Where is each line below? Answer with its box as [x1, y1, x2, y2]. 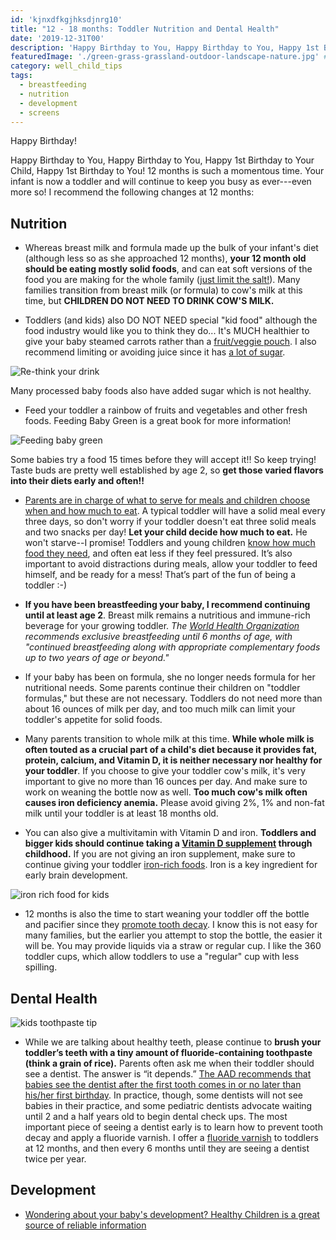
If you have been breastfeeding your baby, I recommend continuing [24, 599, 311, 611]
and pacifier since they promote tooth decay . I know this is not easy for [24, 919, 318, 931]
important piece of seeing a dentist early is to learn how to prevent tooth [24, 1121, 323, 1133]
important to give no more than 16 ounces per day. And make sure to [24, 776, 308, 788]
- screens [19, 107, 60, 118]
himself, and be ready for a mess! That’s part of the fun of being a [24, 569, 297, 581]
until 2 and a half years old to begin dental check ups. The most [24, 1111, 288, 1122]
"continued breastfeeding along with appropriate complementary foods [24, 641, 321, 653]
